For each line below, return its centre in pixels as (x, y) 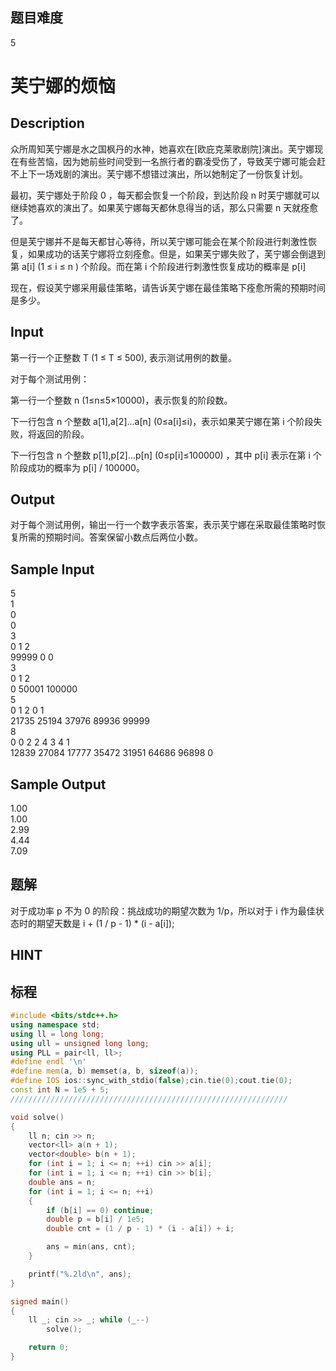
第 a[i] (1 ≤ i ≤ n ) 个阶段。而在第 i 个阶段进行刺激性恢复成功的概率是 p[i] (158, 266)
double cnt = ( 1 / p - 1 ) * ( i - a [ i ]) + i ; (140, 1229)
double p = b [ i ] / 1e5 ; (95, 1219)
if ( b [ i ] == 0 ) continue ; (100, 1210)
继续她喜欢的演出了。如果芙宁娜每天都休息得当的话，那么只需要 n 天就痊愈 (164, 207)
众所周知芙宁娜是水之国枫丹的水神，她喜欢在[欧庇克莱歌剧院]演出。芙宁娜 (162, 149)
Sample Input (52, 569)
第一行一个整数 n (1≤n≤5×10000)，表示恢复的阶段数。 (121, 400)
